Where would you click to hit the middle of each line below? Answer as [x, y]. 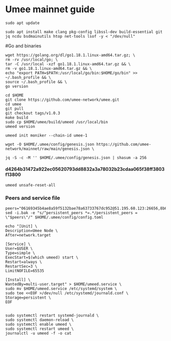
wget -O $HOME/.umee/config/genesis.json [50, 144]
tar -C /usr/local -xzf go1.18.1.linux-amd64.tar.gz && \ [68, 64]
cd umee [13, 104]
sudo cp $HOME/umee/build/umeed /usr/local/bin [57, 122]
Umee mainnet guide [50, 9]
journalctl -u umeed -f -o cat [38, 333]
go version [17, 86]
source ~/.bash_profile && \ [36, 82]
